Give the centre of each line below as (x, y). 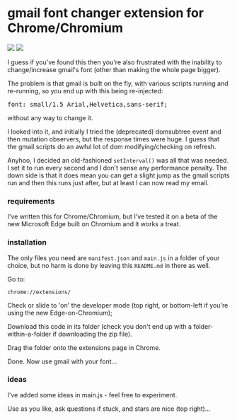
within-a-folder (29, 334)
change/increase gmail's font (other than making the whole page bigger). (114, 69)
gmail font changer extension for (105, 13)
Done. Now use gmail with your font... (62, 361)
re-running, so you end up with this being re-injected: (85, 91)
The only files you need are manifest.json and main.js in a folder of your (114, 258)
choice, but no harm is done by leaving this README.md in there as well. (109, 265)
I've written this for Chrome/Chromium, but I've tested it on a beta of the (112, 216)
